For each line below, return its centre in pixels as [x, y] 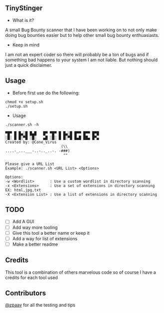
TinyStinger [24, 8]
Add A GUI [23, 222]
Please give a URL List [30, 164]
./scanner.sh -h [22, 125]
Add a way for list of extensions [45, 238]
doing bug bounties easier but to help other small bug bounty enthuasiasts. [82, 35]
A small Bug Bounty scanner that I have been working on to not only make [81, 30]
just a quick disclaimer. [29, 65]
